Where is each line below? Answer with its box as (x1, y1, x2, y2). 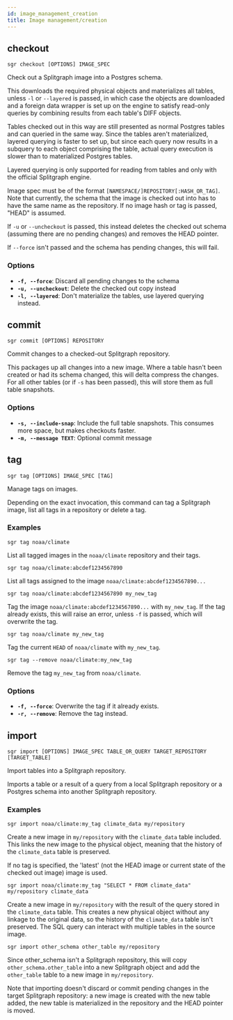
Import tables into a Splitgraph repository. (7, 766, 127, 774)
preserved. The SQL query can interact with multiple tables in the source (7, 922, 216, 931)
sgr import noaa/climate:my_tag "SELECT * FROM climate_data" (7, 882, 191, 890)
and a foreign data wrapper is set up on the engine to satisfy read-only (7, 102, 210, 110)
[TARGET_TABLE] (7, 754, 51, 761)
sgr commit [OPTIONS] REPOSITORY (7, 338, 104, 345)
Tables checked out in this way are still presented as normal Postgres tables (7, 123, 225, 131)
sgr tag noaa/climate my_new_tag (7, 631, 104, 638)
